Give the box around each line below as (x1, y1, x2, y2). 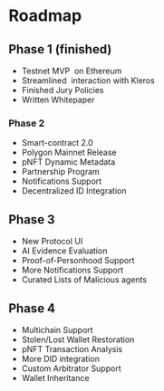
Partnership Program (21, 167, 101, 177)
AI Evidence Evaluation (21, 245, 108, 256)
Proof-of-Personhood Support (21, 255, 135, 266)
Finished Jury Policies (21, 85, 105, 95)
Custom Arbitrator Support (21, 363, 121, 374)
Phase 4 (8, 300, 56, 316)
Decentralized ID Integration (21, 186, 127, 196)
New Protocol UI (21, 236, 83, 247)
